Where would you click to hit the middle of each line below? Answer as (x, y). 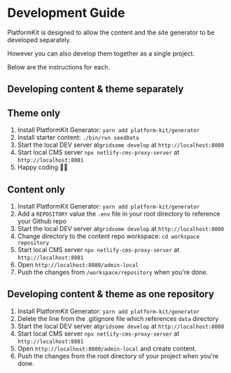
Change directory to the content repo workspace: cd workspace (108, 236)
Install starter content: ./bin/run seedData (78, 138)
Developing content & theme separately (96, 89)
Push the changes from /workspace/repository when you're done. (113, 272)
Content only (36, 189)
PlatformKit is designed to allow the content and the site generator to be (111, 32)
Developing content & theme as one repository (111, 294)
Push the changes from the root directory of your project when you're (118, 355)
